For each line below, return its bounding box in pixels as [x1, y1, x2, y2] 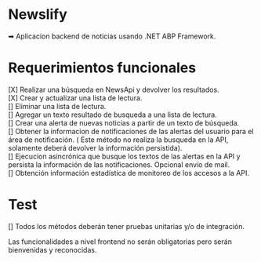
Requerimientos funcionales [8, 59, 197, 77]
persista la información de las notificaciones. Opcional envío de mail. [8, 159, 230, 169]
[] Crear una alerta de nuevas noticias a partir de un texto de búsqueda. [8, 118, 240, 127]
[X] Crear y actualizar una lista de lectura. [8, 93, 143, 103]
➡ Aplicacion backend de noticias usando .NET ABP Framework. [8, 31, 216, 41]
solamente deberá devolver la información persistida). [8, 143, 183, 152]
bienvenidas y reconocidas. [8, 245, 97, 254]
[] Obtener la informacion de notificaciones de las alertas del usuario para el [8, 126, 254, 136]
